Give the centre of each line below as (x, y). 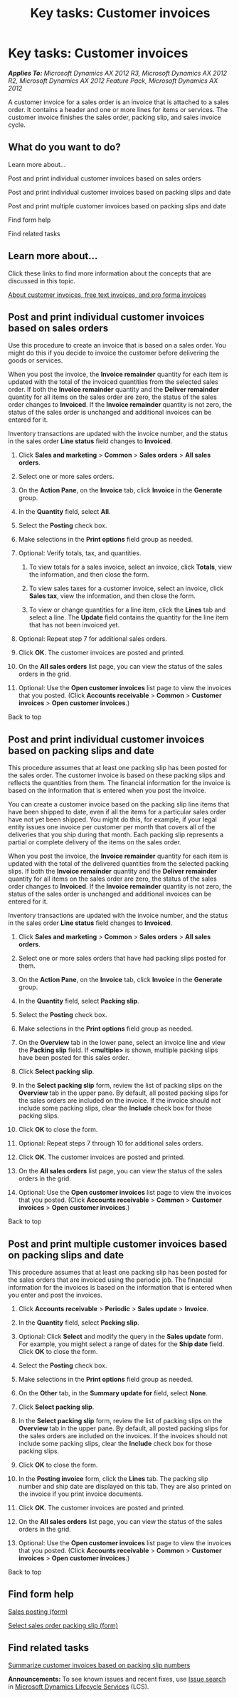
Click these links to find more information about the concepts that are (110, 273)
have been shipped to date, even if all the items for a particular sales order (117, 812)
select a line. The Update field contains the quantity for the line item (129, 617)
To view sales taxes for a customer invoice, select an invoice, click (126, 588)
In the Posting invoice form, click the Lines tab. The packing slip (113, 1479)
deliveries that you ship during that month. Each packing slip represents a (116, 835)
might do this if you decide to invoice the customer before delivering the (114, 353)
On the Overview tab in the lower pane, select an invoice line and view (122, 1043)
